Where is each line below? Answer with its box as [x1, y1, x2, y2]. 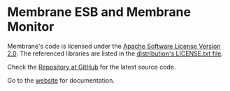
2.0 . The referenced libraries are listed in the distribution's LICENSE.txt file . [7, 49, 224, 58]
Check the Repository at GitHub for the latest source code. [7, 63, 176, 71]
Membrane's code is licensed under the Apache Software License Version [7, 42, 222, 50]
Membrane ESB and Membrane [7, 4, 191, 20]
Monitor [7, 19, 55, 35]
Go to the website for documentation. [7, 76, 115, 84]
